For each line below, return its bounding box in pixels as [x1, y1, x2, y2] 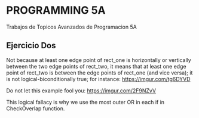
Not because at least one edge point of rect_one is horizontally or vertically [6, 56, 191, 63]
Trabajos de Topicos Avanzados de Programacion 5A [6, 23, 137, 30]
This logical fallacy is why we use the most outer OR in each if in [6, 98, 165, 105]
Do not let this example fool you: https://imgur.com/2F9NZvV [6, 87, 157, 94]
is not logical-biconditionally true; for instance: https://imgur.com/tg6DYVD [6, 75, 191, 82]
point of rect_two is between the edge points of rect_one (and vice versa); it [6, 69, 193, 76]
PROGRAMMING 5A [6, 4, 106, 17]
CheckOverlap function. [6, 105, 65, 112]
